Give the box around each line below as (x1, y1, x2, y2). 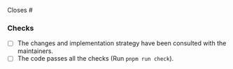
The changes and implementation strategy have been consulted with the (17, 39, 227, 47)
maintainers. (17, 47, 54, 55)
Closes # (7, 6, 33, 14)
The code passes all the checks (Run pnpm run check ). (17, 54, 174, 63)
